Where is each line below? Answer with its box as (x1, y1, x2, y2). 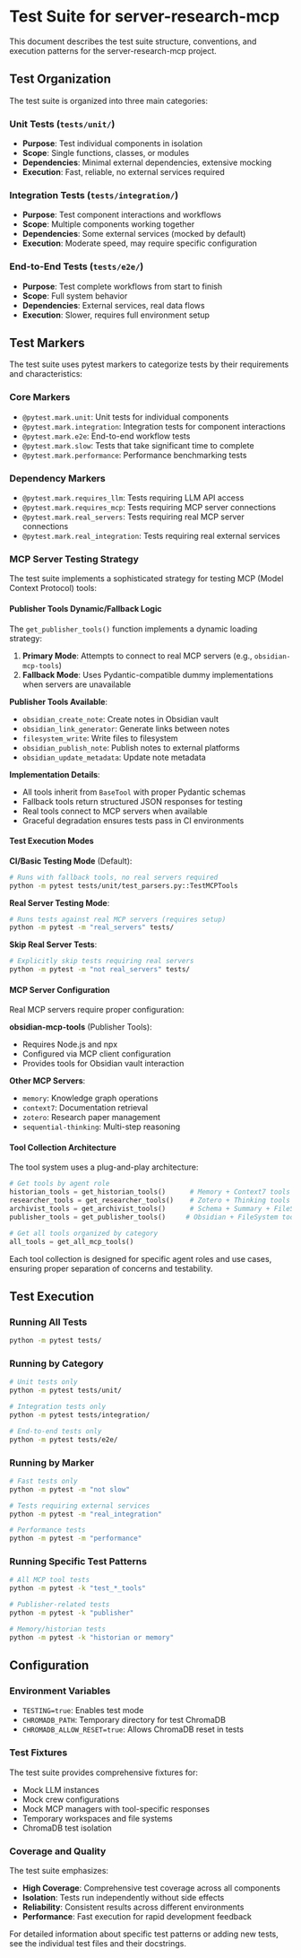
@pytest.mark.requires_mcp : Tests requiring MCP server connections (21, 502, 276, 513)
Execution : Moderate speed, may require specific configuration (21, 238, 258, 248)
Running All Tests (9, 1316, 88, 1328)
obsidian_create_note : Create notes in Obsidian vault (21, 713, 219, 724)
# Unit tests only (9, 1378, 78, 1387)
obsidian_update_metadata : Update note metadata (21, 752, 206, 762)
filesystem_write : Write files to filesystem (21, 733, 178, 744)
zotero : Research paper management (21, 1112, 161, 1123)
